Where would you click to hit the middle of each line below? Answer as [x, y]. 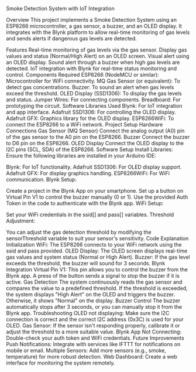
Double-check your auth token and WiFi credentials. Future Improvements [95, 338]
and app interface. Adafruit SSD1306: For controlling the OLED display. [91, 112]
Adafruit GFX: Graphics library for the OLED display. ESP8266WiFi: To [90, 118]
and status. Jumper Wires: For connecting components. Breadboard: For [94, 100]
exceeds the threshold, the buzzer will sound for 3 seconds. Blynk [86, 263]
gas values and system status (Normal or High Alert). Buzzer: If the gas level [98, 257]
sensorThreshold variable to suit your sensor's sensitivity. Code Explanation [97, 238]
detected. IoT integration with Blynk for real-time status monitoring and [92, 69]
